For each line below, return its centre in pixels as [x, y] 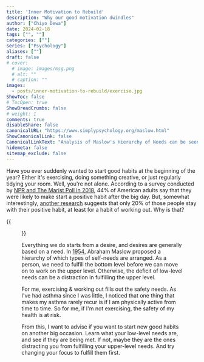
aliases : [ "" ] [24, 52]
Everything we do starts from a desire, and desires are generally [102, 245]
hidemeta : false [27, 148]
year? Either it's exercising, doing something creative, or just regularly [93, 177]
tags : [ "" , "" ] [25, 35]
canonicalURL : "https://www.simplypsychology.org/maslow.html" [88, 131]
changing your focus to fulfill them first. [71, 352]
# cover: [17, 63]
